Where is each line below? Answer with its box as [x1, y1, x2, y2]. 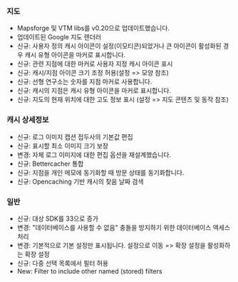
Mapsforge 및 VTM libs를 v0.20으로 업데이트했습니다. [16, 24, 170, 33]
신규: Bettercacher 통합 [16, 159, 84, 168]
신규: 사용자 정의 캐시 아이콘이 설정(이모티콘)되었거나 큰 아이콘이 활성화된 [16, 41, 222, 51]
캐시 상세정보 [6, 115, 49, 125]
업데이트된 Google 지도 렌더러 [16, 33, 101, 41]
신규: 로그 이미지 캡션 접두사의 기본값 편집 [16, 132, 133, 141]
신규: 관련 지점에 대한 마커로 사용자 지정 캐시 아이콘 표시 [16, 59, 173, 69]
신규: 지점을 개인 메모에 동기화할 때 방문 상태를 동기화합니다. [16, 168, 185, 176]
